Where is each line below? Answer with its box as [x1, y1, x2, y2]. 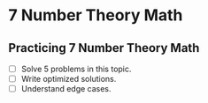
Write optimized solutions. [20, 74, 117, 85]
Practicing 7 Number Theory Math [8, 40, 200, 55]
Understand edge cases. [20, 84, 112, 94]
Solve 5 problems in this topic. [20, 63, 132, 74]
